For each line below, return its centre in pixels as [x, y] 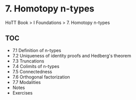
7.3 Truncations [28, 61]
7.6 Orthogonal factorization [41, 77]
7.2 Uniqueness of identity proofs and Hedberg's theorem [72, 55]
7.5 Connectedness [32, 71]
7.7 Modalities [26, 82]
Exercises [22, 92]
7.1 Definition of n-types [37, 50]
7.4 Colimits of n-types [36, 66]
